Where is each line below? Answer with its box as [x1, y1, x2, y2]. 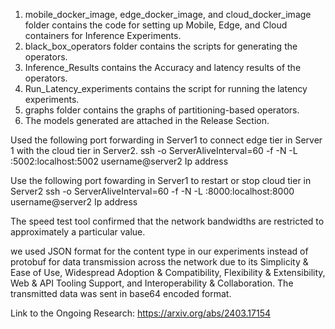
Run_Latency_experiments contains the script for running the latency [24, 83, 308, 94]
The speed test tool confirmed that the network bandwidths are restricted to [10, 215, 325, 227]
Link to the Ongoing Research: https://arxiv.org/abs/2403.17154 [10, 307, 272, 319]
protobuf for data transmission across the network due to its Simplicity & [10, 256, 309, 268]
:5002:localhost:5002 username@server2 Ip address [10, 155, 229, 167]
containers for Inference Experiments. [24, 30, 182, 41]
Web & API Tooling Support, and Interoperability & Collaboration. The [10, 277, 294, 289]
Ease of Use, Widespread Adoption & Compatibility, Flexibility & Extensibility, [10, 267, 326, 278]
